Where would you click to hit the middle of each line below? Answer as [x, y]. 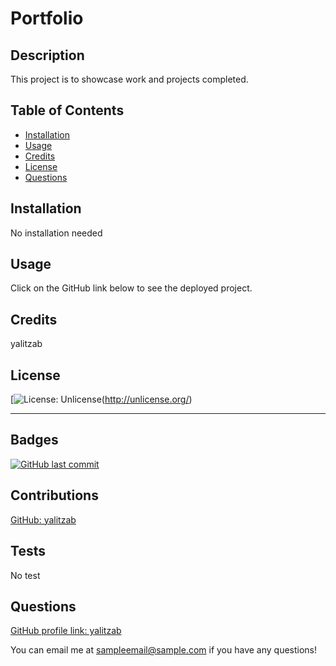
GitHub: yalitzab [43, 519]
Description [47, 55]
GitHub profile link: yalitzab [66, 631]
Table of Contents [67, 110]
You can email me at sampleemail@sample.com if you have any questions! [164, 650]
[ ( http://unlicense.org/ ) [101, 399]
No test [25, 575]
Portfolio [47, 18]
